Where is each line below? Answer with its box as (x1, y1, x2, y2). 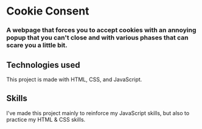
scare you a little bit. (6, 41, 68, 50)
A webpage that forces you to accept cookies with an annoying (6, 26, 197, 35)
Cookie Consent (6, 4, 89, 18)
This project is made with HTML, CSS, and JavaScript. (6, 76, 142, 83)
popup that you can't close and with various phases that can (6, 33, 189, 42)
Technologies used (6, 59, 80, 70)
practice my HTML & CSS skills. (6, 116, 86, 123)
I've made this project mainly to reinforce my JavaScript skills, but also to (6, 109, 190, 116)
